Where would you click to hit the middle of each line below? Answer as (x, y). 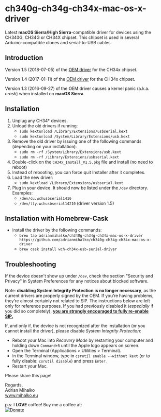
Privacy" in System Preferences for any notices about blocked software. (77, 281)
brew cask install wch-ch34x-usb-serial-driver (68, 249)
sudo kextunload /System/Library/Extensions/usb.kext (74, 137)
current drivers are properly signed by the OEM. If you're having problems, (79, 296)
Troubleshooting (31, 264)
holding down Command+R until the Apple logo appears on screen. (76, 346)
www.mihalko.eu (22, 395)
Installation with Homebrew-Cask (57, 218)
